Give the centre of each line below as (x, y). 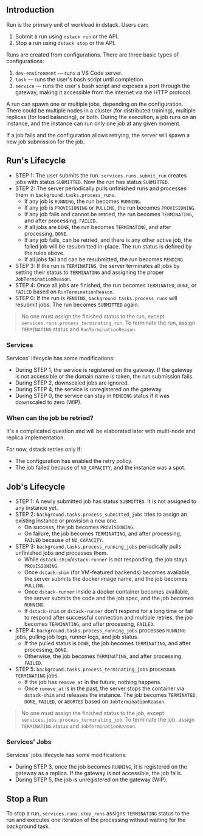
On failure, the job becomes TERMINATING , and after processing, (103, 533)
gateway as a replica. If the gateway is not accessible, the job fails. (99, 773)
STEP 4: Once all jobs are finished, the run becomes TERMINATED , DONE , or (106, 285)
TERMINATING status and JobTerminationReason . (79, 726)
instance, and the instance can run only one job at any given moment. (94, 123)
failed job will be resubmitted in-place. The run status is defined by (108, 246)
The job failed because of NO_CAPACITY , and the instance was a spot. (100, 468)
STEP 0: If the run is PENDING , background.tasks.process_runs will (96, 298)
